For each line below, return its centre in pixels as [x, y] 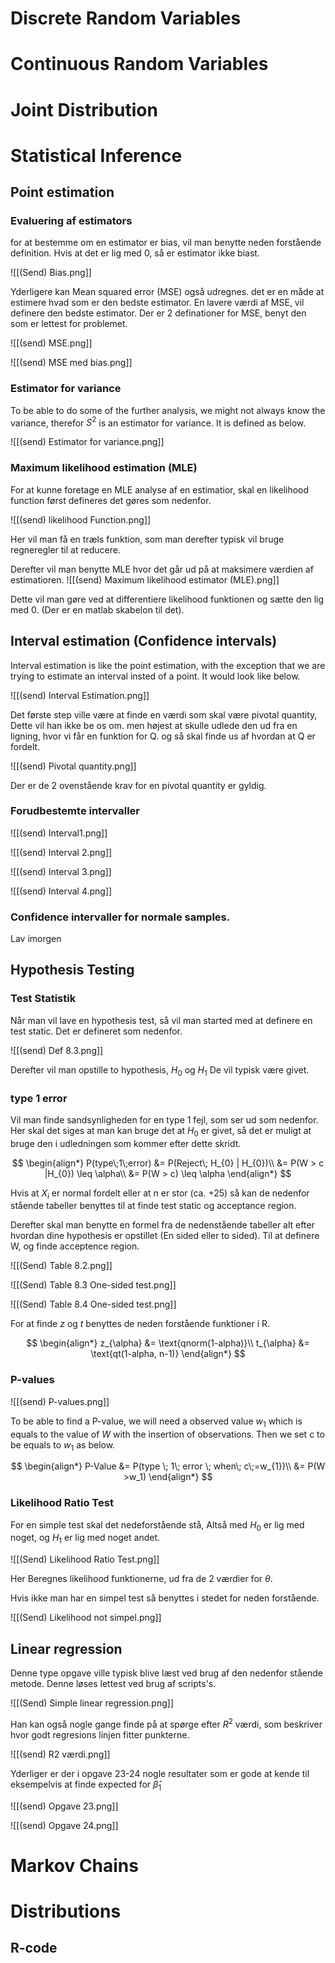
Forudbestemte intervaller [75, 811]
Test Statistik [43, 999]
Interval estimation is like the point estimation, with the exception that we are [168, 665]
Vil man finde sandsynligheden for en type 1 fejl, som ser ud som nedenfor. [164, 1119]
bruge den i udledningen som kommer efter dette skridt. [126, 1143]
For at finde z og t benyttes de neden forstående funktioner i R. [140, 1324]
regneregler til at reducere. [65, 549]
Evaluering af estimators [71, 221]
